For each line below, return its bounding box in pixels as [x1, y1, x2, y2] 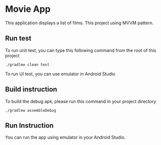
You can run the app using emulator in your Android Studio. [5, 135, 126, 141]
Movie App [5, 3, 51, 15]
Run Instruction [5, 121, 54, 130]
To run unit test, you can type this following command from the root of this [5, 47, 157, 53]
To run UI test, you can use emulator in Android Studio [5, 71, 116, 77]
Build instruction [5, 85, 58, 94]
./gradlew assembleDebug [5, 108, 56, 113]
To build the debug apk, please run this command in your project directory [5, 98, 157, 104]
